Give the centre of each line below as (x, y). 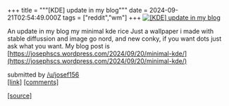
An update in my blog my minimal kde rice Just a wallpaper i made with (111, 31)
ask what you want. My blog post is (59, 46)
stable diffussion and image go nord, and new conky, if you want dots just (114, 39)
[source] (20, 95)
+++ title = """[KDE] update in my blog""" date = (78, 10)
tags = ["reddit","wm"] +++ (102, 18)
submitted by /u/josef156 (43, 74)
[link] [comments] (33, 82)
